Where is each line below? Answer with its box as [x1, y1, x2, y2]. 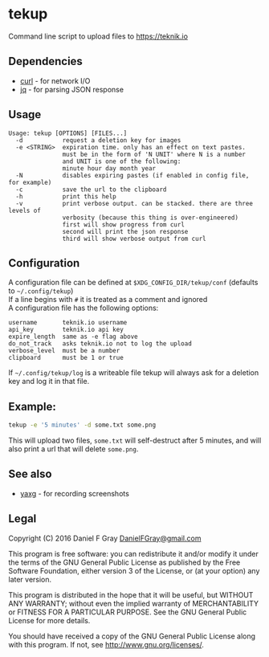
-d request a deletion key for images [15, 136, 181, 145]
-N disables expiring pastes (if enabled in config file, [15, 171, 250, 179]
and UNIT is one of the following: [62, 157, 181, 165]
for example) [8, 178, 52, 186]
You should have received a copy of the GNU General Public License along [8, 631, 255, 641]
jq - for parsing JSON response [19, 84, 124, 94]
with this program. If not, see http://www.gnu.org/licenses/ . [8, 639, 205, 649]
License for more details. [8, 615, 91, 625]
